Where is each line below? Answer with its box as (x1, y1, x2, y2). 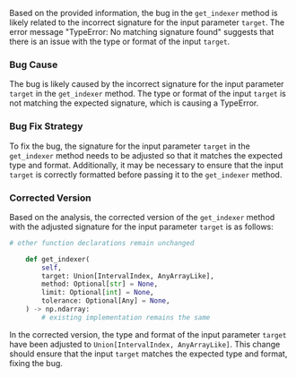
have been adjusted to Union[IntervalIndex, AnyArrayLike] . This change (9, 338, 281, 349)
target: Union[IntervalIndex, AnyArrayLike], (41, 271, 215, 280)
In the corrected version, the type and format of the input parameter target (9, 329, 287, 339)
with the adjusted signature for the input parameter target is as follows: (9, 221, 274, 232)
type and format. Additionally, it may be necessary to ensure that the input (9, 159, 284, 170)
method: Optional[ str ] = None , (41, 279, 159, 289)
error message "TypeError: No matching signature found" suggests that (9, 27, 274, 37)
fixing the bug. (9, 357, 63, 368)
